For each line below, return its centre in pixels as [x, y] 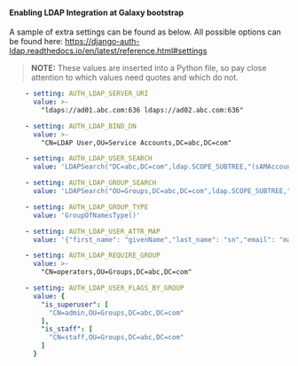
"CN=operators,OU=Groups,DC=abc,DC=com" [117, 272]
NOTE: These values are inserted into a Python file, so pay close [149, 68]
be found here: [36, 42]
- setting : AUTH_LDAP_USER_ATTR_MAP [93, 231]
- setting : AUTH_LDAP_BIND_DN [81, 126]
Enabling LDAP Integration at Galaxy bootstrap [97, 12]
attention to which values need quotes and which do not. [135, 78]
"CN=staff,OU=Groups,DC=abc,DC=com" [116, 338]
